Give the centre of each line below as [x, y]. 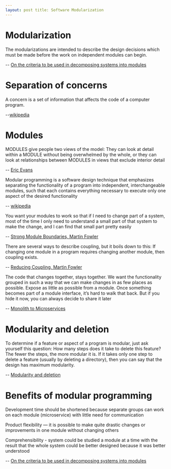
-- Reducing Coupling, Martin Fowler [44, 267]
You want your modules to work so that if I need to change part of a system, [85, 216]
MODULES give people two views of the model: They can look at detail [80, 149]
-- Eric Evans [19, 170]
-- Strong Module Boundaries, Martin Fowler [52, 237]
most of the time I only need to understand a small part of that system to [81, 221]
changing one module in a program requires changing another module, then [85, 252]
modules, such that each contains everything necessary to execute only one [86, 191]
